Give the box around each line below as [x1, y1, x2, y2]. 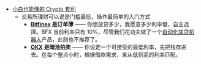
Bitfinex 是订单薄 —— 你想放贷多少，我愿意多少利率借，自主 [30, 21, 184, 27]
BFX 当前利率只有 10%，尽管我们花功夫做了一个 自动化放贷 [41, 28, 189, 35]
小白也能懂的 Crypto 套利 [12, 5, 76, 12]
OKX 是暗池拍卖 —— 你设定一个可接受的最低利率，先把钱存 [30, 43, 181, 51]
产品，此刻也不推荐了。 [41, 36, 101, 43]
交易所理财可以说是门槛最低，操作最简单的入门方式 [21, 13, 151, 20]
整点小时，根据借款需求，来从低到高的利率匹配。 [57, 51, 181, 58]
